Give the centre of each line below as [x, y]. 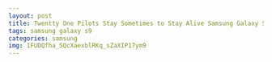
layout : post [30, 16]
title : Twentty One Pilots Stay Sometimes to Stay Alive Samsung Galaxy [134, 23]
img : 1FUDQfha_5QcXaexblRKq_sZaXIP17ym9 [78, 46]
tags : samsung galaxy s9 [50, 31]
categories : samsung [43, 38]
